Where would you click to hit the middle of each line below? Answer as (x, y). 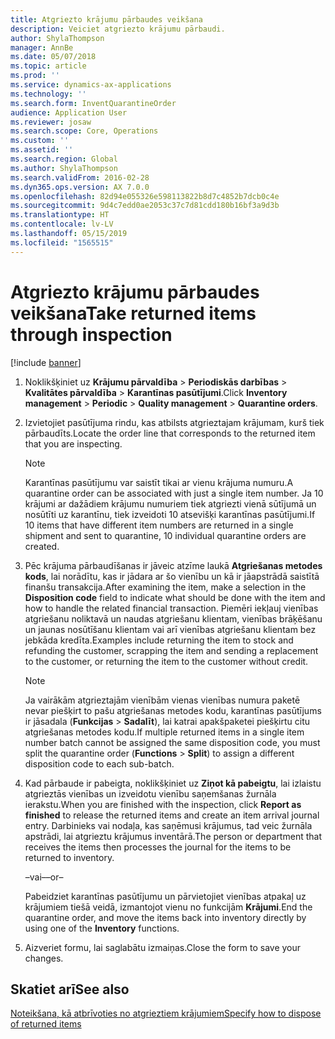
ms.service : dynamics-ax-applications (91, 85)
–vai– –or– (44, 877)
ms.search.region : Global (64, 159)
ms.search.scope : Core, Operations (84, 131)
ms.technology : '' (48, 94)
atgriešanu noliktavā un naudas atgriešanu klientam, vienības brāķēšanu (173, 618)
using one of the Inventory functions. (102, 928)
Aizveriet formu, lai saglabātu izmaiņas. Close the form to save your (163, 947)
